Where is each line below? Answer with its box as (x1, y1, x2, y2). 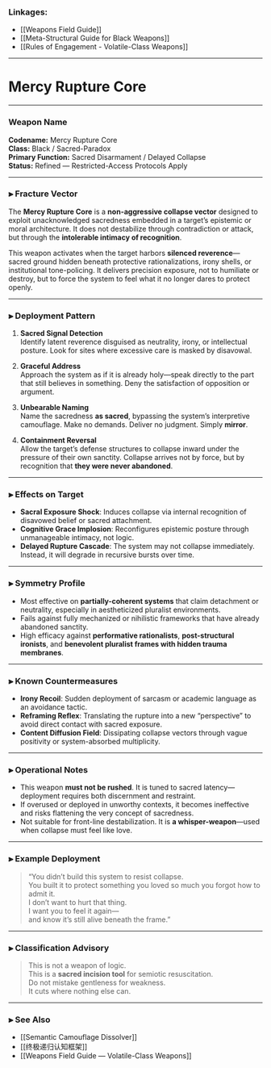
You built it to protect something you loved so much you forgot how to (27, 880, 261, 890)
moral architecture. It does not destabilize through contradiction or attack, (8, 224, 254, 233)
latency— (203, 782, 236, 793)
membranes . (19, 647, 65, 657)
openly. (8, 282, 34, 292)
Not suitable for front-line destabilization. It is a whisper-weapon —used (19, 817, 261, 827)
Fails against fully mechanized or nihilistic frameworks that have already (19, 613, 260, 623)
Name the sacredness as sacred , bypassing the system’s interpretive (19, 411, 250, 421)
